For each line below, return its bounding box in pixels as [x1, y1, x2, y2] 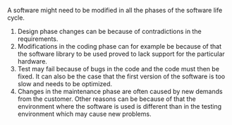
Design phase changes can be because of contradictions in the [17, 28, 202, 35]
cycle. [7, 13, 25, 22]
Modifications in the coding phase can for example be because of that [17, 42, 222, 50]
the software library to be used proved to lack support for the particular [17, 49, 226, 58]
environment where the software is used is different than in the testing [17, 102, 222, 110]
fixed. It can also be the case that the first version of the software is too [17, 72, 226, 81]
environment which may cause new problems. [17, 109, 152, 118]
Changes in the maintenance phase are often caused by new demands [17, 88, 224, 95]
